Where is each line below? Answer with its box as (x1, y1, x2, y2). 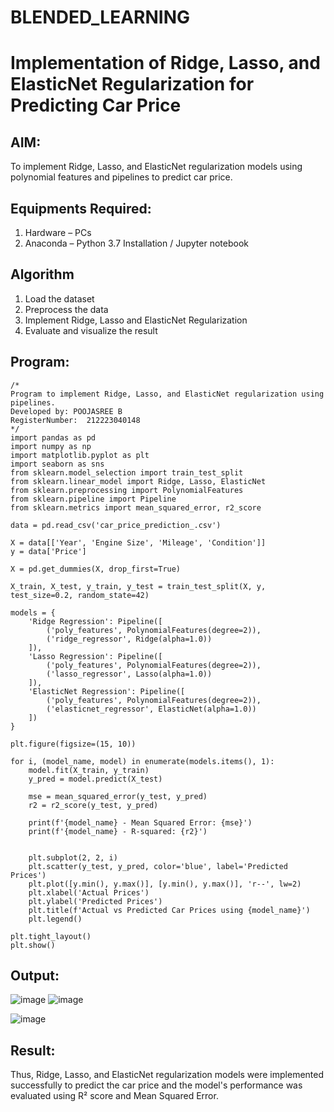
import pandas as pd (10, 432, 97, 443)
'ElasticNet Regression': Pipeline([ (28, 686, 186, 696)
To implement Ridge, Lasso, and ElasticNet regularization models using (10, 161, 303, 173)
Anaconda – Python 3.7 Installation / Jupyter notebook (24, 237, 249, 249)
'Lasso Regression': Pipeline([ (28, 651, 163, 661)
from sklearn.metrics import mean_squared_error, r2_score (10, 502, 262, 513)
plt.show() (10, 940, 56, 950)
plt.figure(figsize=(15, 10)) (10, 739, 137, 749)
